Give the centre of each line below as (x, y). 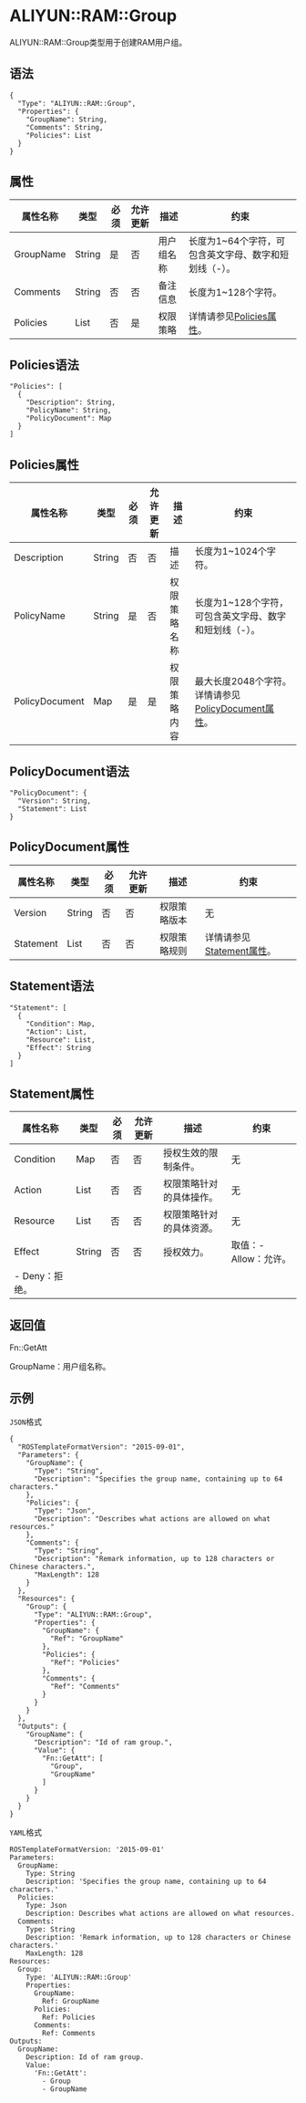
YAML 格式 (26, 1832)
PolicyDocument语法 (70, 771)
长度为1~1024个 (230, 551)
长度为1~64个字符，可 (236, 241)
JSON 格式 (26, 1422)
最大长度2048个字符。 (243, 682)
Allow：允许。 (261, 1259)
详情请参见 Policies (228, 316)
